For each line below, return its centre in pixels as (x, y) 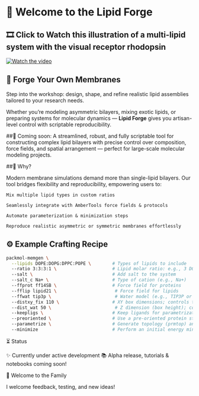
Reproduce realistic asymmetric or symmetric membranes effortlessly (94, 226)
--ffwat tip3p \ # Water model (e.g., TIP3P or (102, 296)
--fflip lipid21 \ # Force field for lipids (95, 291)
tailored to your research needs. (45, 100)
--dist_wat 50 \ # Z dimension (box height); (99, 308)
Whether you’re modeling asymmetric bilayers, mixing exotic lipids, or (91, 111)
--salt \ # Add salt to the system (94, 274)
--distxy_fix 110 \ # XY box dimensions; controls (100, 302)
